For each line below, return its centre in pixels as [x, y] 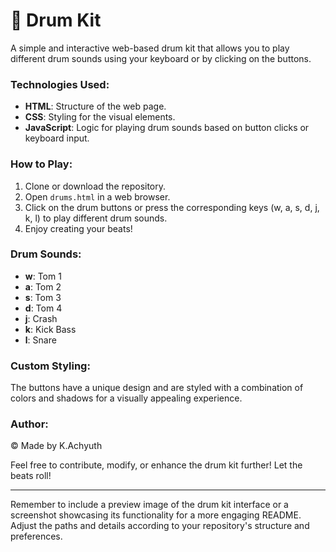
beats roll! [31, 476]
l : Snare [40, 340]
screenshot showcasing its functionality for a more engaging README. [156, 515]
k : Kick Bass [50, 329]
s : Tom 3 [43, 297]
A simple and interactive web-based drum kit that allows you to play [150, 48]
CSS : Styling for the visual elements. [100, 117]
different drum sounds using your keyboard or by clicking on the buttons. [161, 58]
